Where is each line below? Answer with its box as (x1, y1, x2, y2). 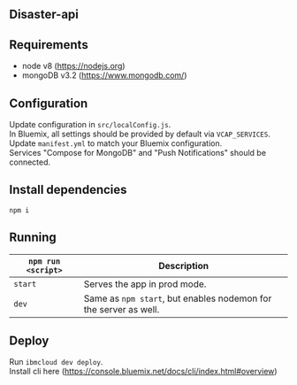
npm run (27, 256, 61, 266)
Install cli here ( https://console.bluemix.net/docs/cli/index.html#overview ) (9, 366, 278, 377)
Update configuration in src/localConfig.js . (9, 119, 171, 130)
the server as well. (83, 303, 160, 315)
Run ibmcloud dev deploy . (9, 357, 103, 367)
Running (9, 230, 57, 245)
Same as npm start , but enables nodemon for (83, 292, 272, 304)
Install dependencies (9, 182, 127, 197)
